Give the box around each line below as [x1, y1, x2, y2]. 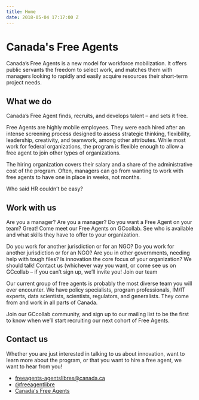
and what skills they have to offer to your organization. [6, 231, 140, 238]
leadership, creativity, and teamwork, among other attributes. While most [6, 137, 186, 144]
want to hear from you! [6, 363, 63, 370]
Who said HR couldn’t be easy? [6, 185, 84, 192]
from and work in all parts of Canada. [6, 299, 98, 306]
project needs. [6, 79, 42, 86]
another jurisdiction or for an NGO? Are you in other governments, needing [6, 249, 190, 256]
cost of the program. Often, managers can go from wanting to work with [6, 167, 184, 174]
